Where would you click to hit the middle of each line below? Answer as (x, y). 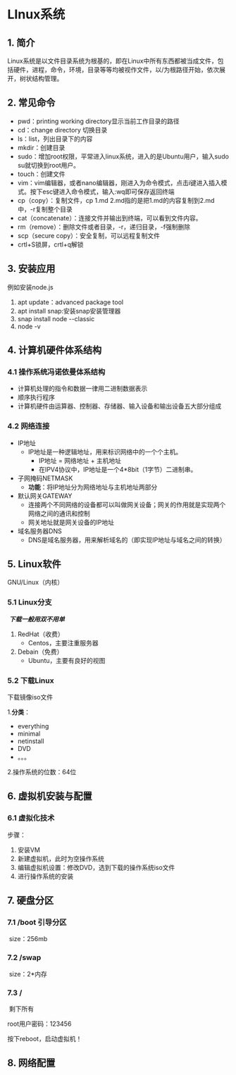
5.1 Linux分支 (30, 602)
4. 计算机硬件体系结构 (55, 350)
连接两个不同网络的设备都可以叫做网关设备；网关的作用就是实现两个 (127, 504)
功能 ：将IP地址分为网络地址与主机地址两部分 (93, 487)
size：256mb (28, 939)
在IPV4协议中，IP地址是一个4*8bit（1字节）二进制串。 (118, 469)
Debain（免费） (40, 652)
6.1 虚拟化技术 (31, 818)
